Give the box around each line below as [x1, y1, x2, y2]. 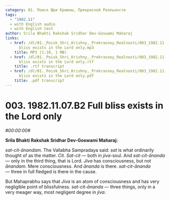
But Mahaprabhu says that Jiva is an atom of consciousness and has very [5, 178, 160, 184]
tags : [5, 12, 17, 17]
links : [5, 36, 19, 41]
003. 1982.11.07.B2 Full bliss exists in [5, 100, 163, 111]
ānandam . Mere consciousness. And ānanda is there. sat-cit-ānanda [5, 163, 151, 169]
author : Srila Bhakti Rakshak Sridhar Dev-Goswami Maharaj [5, 31, 133, 36]
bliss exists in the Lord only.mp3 [18, 45, 94, 50]
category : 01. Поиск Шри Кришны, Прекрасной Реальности [5, 7, 126, 13]
